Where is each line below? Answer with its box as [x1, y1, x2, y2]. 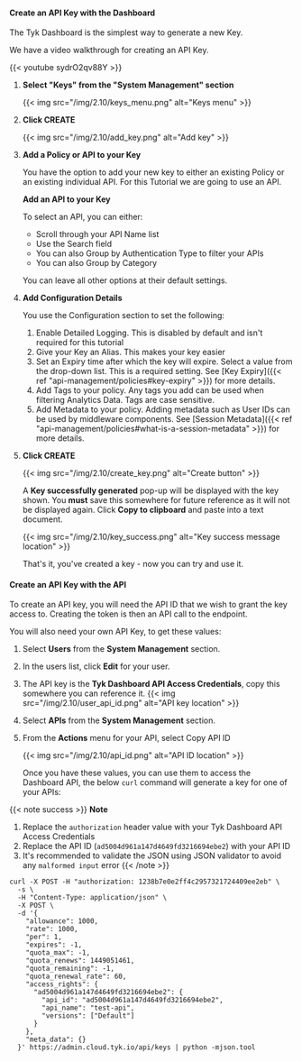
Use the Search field [35, 239, 113, 250]
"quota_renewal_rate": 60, [25, 972, 127, 982]
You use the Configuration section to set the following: [22, 310, 225, 321]
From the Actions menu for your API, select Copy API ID [22, 733, 232, 744]
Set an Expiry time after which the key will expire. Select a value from [35, 356, 293, 367]
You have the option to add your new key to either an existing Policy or [22, 167, 285, 178]
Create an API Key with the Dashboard [9, 7, 156, 18]
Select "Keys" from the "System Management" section [22, 79, 234, 90]
